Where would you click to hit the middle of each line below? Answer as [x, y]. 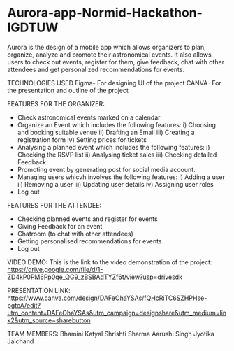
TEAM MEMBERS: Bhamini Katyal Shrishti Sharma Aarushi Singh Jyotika [111, 334]
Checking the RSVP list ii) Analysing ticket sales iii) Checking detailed [117, 155]
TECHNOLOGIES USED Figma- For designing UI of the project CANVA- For [115, 83]
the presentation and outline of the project [68, 90]
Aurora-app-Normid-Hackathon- [105, 13]
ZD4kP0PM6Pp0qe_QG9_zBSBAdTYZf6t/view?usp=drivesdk [95, 277]
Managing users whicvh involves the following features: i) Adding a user [121, 177]
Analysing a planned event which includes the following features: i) [114, 147]
